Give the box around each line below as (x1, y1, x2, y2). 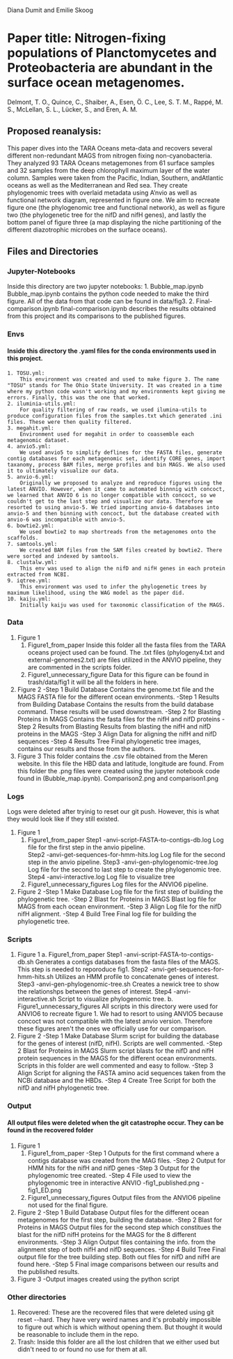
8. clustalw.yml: (7, 559, 58, 565)
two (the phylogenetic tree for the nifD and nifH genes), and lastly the (7, 211, 207, 219)
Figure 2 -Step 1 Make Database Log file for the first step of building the (17, 888, 224, 896)
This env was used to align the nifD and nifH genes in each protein (19, 565, 226, 572)
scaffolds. (7, 534, 39, 541)
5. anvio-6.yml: (7, 473, 54, 480)
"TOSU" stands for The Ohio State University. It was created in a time (7, 381, 223, 389)
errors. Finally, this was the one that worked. (7, 394, 151, 401)
